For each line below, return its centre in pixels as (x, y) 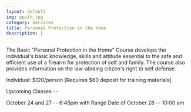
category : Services (30, 22)
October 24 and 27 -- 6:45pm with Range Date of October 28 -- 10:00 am (95, 103)
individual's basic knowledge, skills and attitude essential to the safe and (94, 56)
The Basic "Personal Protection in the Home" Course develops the (86, 50)
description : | (25, 33)
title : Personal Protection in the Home (56, 28)
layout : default (26, 11)
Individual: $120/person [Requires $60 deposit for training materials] (89, 80)
